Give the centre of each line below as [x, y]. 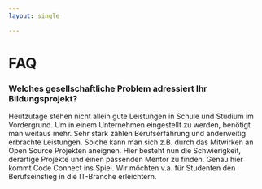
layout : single [34, 16]
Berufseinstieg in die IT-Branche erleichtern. [83, 177]
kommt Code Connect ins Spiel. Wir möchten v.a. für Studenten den [122, 168]
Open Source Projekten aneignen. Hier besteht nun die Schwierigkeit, [125, 151]
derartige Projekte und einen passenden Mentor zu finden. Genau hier [126, 160]
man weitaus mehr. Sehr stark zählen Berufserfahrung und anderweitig [127, 134]
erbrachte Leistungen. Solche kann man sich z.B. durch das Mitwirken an [131, 142]
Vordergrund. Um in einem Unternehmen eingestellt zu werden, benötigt [129, 125]
